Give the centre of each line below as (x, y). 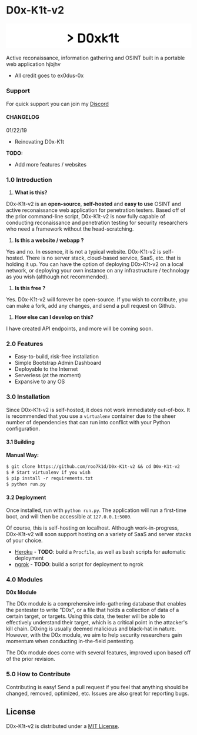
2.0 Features (25, 344)
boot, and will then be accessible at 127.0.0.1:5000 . (69, 517)
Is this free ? (30, 288)
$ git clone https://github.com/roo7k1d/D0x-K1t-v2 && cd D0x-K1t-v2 (93, 466)
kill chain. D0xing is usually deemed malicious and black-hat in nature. (91, 629)
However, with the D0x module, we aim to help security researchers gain (94, 635)
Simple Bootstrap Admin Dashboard (58, 363)
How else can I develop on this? (54, 317)
